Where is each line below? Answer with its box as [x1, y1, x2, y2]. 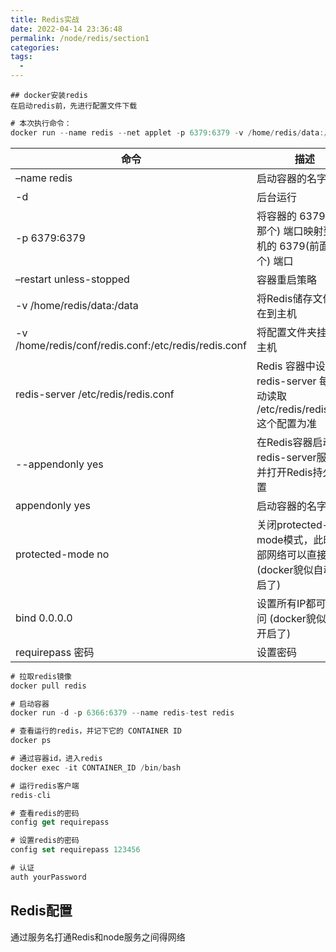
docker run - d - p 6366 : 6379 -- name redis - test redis [10, 708, 235, 718]
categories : [10, 42, 60, 53]
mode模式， [256, 532, 314, 546]
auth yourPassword [10, 872, 87, 882]
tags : [10, 52, 33, 62]
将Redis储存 [256, 291, 313, 305]
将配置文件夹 [256, 325, 317, 339]
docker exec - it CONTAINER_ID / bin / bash [10, 762, 182, 773]
